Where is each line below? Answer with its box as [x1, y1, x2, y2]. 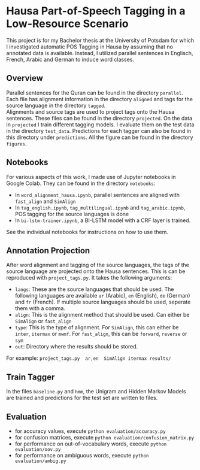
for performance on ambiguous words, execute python [14, 452, 149, 459]
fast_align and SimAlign [14, 198, 76, 205]
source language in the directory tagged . [6, 102, 106, 109]
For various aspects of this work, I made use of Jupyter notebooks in [6, 173, 176, 180]
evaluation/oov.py [14, 447, 61, 453]
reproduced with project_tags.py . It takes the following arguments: [6, 274, 172, 281]
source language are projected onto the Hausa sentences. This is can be [6, 268, 186, 275]
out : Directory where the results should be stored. [14, 343, 138, 350]
